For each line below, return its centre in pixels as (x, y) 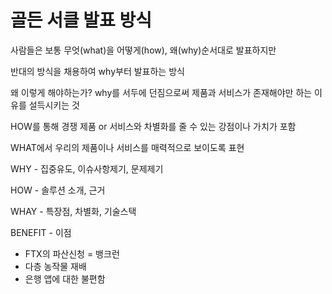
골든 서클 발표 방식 (81, 20)
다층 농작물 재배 (55, 266)
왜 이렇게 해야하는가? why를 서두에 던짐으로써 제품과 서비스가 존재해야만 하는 (161, 92)
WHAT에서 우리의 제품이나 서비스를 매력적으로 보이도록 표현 (127, 147)
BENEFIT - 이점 (41, 232)
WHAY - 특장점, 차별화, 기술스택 (73, 211)
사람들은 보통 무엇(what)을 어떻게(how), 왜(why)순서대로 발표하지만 (143, 50)
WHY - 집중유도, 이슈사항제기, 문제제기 (87, 168)
